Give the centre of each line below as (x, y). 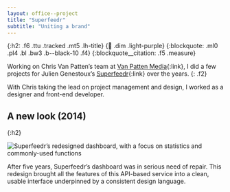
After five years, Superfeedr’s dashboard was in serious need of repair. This (114, 167)
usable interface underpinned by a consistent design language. (96, 181)
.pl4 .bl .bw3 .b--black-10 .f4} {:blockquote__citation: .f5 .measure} (102, 53)
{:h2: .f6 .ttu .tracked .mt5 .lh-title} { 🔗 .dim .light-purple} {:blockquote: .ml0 (113, 46)
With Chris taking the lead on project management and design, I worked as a (115, 87)
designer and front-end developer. (56, 94)
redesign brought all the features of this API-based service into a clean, (108, 174)
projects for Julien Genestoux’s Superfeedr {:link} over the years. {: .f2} (107, 74)
